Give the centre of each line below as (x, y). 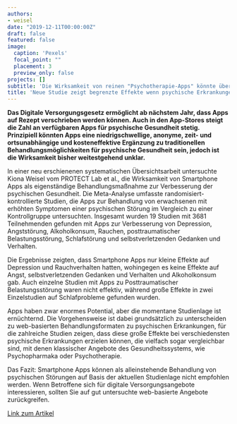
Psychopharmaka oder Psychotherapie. (65, 356)
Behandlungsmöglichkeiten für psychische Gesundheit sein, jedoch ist (114, 150)
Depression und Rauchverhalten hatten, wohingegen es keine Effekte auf (113, 267)
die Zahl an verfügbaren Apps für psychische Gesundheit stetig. (104, 128)
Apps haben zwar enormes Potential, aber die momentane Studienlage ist (114, 311)
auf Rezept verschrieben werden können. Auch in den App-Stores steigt (115, 120)
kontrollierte (25, 201)
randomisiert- (184, 194)
